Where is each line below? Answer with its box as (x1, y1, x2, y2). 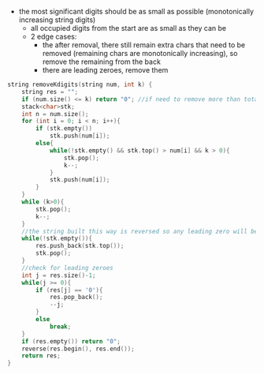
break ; (49, 323, 72, 331)
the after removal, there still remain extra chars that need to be (42, 40, 246, 50)
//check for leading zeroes (21, 264, 113, 271)
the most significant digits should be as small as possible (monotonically (18, 7, 254, 16)
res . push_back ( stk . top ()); (35, 242, 125, 250)
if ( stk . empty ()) (35, 125, 92, 133)
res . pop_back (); (49, 294, 103, 301)
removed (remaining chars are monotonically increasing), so (42, 49, 238, 58)
